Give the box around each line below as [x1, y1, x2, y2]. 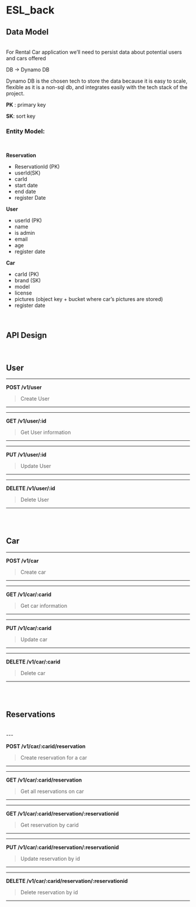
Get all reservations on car [20, 788, 85, 795]
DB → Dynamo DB [6, 66, 50, 73]
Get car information [20, 602, 68, 609]
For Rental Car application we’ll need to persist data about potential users [6, 49, 183, 56]
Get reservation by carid [20, 821, 79, 829]
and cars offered [6, 55, 46, 61]
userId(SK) [14, 169, 41, 176]
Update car [20, 636, 48, 643]
